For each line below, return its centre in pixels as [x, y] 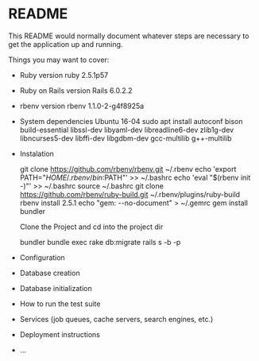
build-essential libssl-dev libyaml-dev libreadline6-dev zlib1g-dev [127, 130]
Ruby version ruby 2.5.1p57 [64, 75]
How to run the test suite [60, 304]
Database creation [50, 273]
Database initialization [56, 288]
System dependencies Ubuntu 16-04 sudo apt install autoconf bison [131, 121]
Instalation [37, 153]
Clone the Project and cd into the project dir [91, 227]
